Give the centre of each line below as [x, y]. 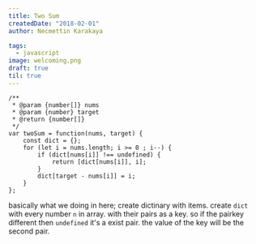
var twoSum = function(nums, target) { [76, 133]
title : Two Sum [34, 16]
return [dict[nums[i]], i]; [99, 162]
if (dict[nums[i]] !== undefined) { [99, 155]
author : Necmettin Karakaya [56, 31]
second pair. [29, 231]
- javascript [38, 54]
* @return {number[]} [48, 119]
